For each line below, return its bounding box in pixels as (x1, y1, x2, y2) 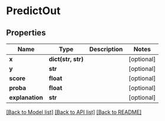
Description (89, 45, 123, 53)
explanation (9, 93, 43, 102)
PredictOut (6, 4, 61, 18)
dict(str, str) (48, 55, 84, 63)
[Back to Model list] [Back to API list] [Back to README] (6, 109, 142, 116)
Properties (6, 28, 46, 38)
